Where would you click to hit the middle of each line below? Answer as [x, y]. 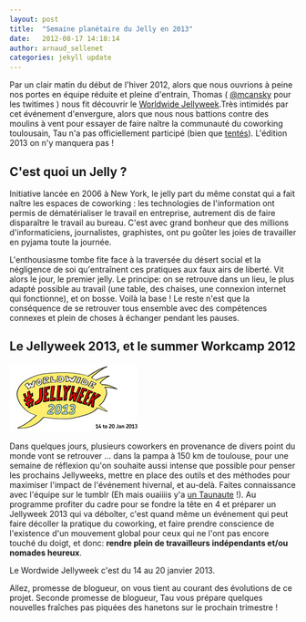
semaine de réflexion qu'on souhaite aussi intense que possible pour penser [153, 465]
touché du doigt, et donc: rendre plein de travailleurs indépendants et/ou [149, 543]
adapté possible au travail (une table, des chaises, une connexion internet [148, 288]
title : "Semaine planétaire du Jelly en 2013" [102, 29]
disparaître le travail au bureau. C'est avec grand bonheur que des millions [149, 223]
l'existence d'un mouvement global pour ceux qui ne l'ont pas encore [139, 533]
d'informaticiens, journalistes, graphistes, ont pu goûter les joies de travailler [153, 232]
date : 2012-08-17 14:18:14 [65, 38]
